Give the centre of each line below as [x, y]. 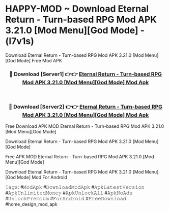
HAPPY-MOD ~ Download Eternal [77, 9]
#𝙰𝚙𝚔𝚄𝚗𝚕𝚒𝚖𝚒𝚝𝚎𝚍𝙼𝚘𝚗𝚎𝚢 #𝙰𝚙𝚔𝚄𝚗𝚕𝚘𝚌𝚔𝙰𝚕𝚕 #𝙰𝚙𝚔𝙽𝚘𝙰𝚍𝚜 [69, 193]
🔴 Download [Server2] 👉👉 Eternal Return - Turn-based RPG [86, 107]
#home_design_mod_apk [31, 204]
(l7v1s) [20, 41]
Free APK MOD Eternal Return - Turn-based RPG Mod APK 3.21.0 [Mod [80, 156]
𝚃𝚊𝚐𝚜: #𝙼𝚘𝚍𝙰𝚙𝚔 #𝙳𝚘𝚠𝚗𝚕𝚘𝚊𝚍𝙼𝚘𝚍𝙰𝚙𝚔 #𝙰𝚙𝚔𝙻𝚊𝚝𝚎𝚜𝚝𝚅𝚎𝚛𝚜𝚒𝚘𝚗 [75, 187]
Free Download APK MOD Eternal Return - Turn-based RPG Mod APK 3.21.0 [85, 126]
